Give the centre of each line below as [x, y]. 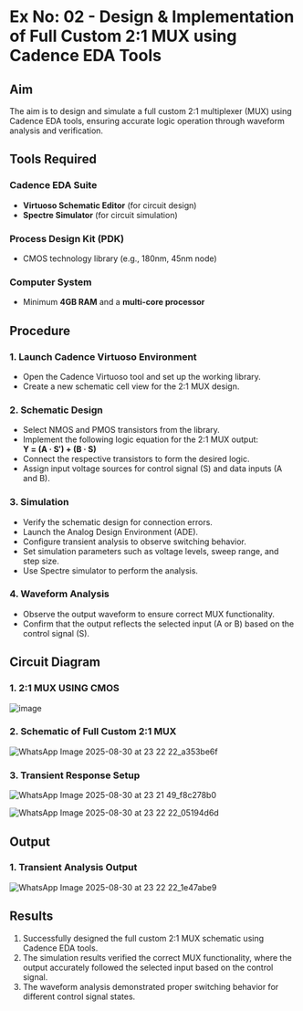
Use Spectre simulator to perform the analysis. [110, 570]
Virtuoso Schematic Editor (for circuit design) [110, 205]
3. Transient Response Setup [75, 775]
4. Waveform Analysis [59, 594]
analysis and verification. [56, 131]
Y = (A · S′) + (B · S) [59, 449]
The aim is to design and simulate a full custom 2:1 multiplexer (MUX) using [151, 111]
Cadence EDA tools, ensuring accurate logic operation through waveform [147, 121]
